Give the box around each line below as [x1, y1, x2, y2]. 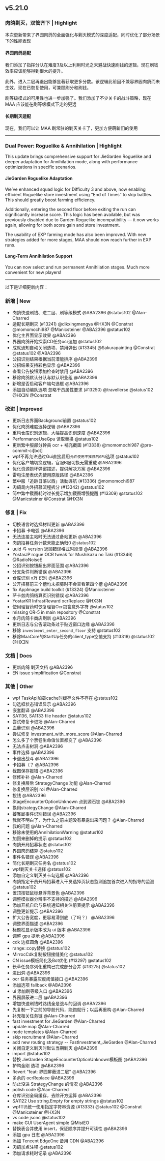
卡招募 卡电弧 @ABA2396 [12, 527, 65, 533]
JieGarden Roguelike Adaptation [5, 175, 73, 181]
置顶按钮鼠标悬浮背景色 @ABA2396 [12, 890, 85, 896]
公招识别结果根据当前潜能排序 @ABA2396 [12, 356, 98, 362]
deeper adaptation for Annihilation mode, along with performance [5, 159, 138, 165]
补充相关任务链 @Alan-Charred [12, 1013, 76, 1019]
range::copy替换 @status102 [12, 945, 70, 951]
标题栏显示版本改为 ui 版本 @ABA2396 [12, 927, 91, 933]
